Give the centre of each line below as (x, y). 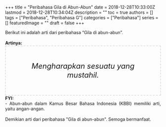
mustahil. (83, 75)
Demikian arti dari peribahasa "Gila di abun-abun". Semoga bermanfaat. (78, 119)
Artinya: (14, 43)
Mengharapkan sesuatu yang (83, 66)
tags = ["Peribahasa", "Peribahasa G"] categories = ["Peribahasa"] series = (82, 18)
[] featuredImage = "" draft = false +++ (45, 23)
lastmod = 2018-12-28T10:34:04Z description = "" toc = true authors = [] (79, 12)
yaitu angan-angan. (25, 109)
